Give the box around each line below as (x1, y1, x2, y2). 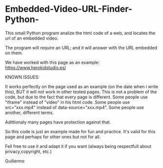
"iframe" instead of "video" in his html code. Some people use (5, 99, 130, 105)
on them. (5, 50, 23, 56)
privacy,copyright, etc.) (5, 148, 52, 154)
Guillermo (5, 158, 25, 164)
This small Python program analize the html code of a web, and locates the (5, 30, 156, 36)
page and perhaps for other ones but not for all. (5, 134, 101, 140)
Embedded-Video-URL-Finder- (5, 3, 133, 15)
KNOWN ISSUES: (5, 74, 40, 80)
